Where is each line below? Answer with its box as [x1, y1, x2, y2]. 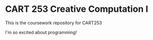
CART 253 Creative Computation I [5, 3, 149, 15]
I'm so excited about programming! [5, 29, 77, 35]
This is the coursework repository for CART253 [5, 20, 102, 26]
